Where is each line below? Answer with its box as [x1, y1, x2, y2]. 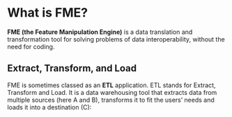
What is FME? [7, 5, 88, 21]
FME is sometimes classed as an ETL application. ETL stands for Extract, [7, 81, 216, 89]
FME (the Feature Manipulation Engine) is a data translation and [7, 28, 193, 36]
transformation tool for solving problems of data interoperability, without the [7, 35, 225, 43]
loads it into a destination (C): [7, 102, 92, 111]
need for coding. [7, 42, 55, 51]
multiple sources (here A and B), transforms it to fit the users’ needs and [7, 96, 215, 104]
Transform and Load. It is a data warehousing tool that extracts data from [7, 88, 217, 96]
